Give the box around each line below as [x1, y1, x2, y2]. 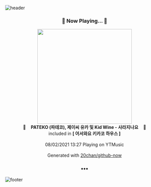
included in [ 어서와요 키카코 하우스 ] [48, 130, 121, 136]
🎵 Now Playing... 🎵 [61, 17, 108, 24]
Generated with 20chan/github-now [47, 152, 122, 159]
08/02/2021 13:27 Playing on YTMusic [45, 142, 124, 148]
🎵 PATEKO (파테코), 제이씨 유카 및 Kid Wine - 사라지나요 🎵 [23, 124, 146, 130]
